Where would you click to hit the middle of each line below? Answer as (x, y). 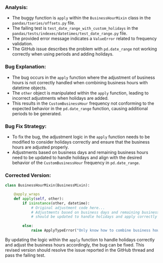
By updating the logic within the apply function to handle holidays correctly (80, 240)
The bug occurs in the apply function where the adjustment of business (83, 77)
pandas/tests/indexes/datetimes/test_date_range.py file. (70, 34)
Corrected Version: (28, 175)
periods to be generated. (37, 113)
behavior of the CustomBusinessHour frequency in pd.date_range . (76, 163)
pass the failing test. (25, 255)
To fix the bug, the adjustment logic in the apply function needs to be (81, 137)
